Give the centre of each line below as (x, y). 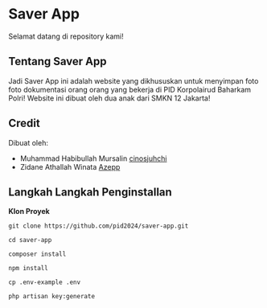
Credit (24, 123)
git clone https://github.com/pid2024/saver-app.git (99, 226)
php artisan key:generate (51, 297)
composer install (37, 254)
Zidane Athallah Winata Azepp (70, 166)
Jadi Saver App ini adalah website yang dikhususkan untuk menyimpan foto (133, 80)
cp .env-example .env (45, 282)
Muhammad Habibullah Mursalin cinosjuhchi (93, 158)
